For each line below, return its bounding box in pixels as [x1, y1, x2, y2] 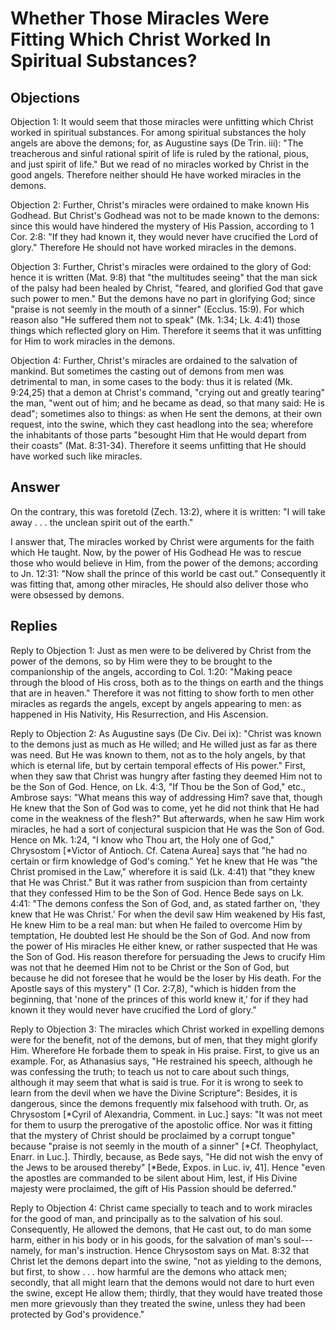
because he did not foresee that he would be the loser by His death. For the [10, 972, 322, 984]
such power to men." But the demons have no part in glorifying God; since [10, 293, 316, 304]
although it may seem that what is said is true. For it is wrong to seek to [10, 1076, 304, 1088]
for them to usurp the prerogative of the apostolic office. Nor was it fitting [10, 1118, 313, 1131]
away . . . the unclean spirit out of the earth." [10, 516, 194, 528]
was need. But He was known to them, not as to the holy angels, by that [10, 748, 306, 761]
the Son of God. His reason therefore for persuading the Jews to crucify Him [10, 950, 326, 962]
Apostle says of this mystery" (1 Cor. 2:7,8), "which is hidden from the [10, 982, 297, 994]
